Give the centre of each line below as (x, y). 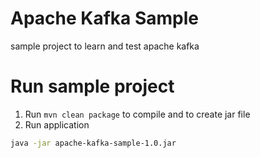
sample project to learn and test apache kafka (105, 46)
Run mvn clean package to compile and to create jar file (137, 114)
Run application (57, 124)
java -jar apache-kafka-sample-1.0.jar (93, 143)
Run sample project (92, 86)
